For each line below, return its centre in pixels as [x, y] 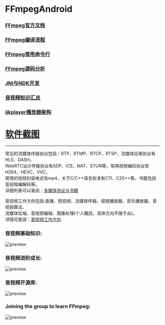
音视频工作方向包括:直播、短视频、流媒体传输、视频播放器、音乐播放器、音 [81, 201]
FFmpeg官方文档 [25, 26]
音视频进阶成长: [24, 258]
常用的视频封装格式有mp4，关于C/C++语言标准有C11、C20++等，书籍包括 [81, 178]
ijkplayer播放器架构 [28, 112]
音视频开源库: [21, 283]
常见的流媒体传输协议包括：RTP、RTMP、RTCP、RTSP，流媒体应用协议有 [80, 153]
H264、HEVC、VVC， [28, 172]
